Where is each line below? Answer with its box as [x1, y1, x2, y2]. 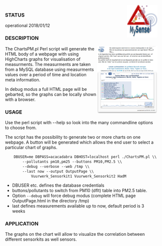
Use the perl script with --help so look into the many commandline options [5, 119, 153, 125]
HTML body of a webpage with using [5, 51, 79, 57]
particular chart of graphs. [5, 144, 58, 150]
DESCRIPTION [5, 35, 39, 42]
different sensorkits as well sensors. [5, 236, 77, 242]
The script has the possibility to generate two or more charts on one [5, 134, 141, 140]
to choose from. [5, 125, 37, 131]
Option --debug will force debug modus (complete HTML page [12, 193, 136, 198]
